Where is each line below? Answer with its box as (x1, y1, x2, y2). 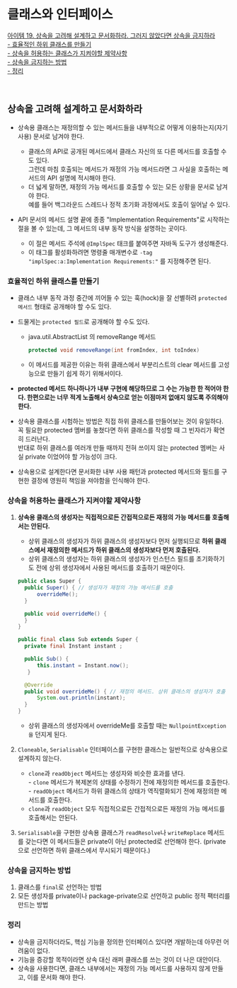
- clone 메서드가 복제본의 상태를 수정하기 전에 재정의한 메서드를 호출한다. (28, 778, 230, 786)
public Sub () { (24, 655, 69, 662)
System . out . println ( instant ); (36, 694, 126, 701)
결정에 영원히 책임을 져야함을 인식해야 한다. (30, 476, 150, 485)
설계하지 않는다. (17, 754, 62, 763)
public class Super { (17, 578, 82, 585)
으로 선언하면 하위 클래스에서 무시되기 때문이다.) (17, 846, 151, 855)
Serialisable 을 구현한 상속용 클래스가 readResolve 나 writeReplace (17, 829, 207, 837)
